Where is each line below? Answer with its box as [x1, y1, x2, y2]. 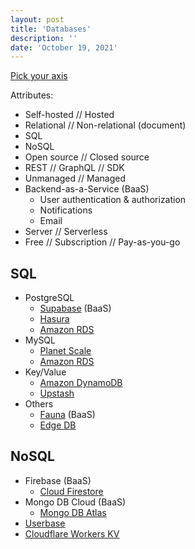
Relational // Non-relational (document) [24, 119, 187, 131]
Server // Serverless [24, 226, 108, 238]
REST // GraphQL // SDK [24, 162, 125, 174]
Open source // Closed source [24, 151, 150, 163]
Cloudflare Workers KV [24, 527, 120, 540]
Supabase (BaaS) [39, 302, 112, 315]
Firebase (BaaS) [24, 474, 92, 486]
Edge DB [39, 419, 77, 431]
